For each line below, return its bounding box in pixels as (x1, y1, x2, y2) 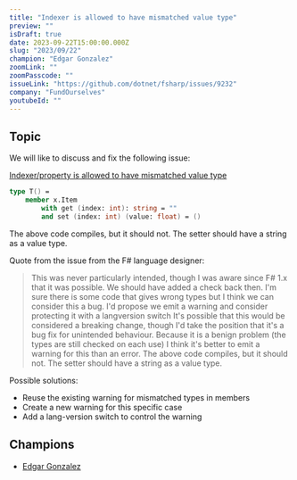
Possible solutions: (9, 375, 78, 385)
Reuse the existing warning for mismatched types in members (21, 392, 251, 402)
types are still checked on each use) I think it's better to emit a (30, 338, 260, 349)
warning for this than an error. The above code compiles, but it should (30, 348, 288, 359)
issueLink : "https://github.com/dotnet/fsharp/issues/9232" (9, 79, 238, 88)
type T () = (9, 187, 50, 196)
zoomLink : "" (9, 63, 58, 72)
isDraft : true (9, 29, 62, 38)
